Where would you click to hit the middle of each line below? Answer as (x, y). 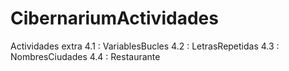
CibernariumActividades (114, 18)
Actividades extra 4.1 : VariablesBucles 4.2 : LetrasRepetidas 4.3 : (145, 46)
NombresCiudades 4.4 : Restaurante (85, 56)
